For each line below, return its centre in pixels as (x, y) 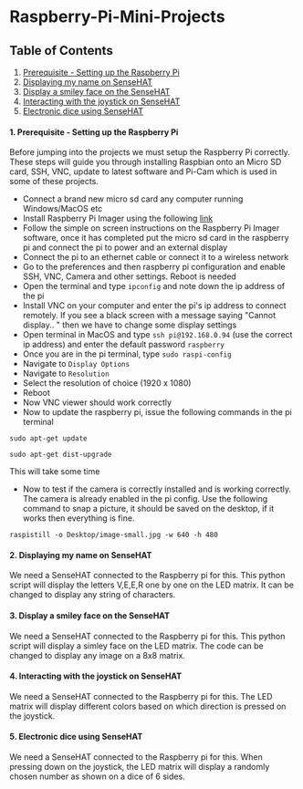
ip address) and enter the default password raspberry (124, 345)
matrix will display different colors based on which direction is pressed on (148, 706)
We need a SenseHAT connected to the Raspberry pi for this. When (136, 757)
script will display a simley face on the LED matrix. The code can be (136, 646)
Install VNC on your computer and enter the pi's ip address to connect (154, 306)
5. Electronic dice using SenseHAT (76, 737)
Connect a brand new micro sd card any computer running (133, 199)
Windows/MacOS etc (63, 209)
